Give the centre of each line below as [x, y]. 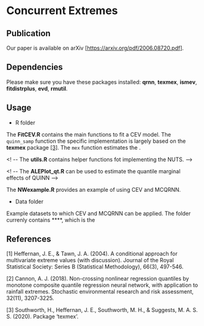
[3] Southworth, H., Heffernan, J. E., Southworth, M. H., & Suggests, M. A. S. [102, 310]
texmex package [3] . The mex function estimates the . [74, 147]
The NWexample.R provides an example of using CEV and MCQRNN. [94, 189]
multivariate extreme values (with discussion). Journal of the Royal [90, 260]
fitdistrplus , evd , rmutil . [37, 88]
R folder [25, 123]
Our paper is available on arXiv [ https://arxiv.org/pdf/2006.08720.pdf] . [95, 48]
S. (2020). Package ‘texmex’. [42, 317]
